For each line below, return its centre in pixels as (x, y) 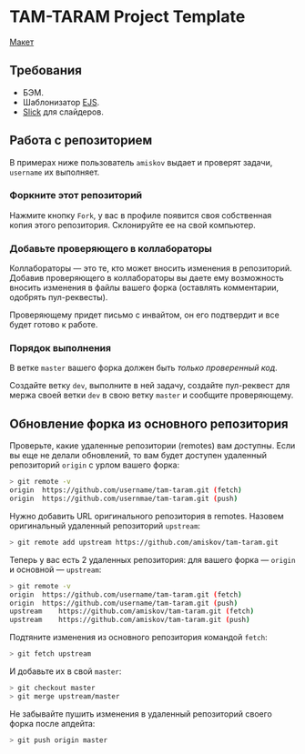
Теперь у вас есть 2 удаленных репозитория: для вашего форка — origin (152, 559)
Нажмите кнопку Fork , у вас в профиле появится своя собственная (141, 215)
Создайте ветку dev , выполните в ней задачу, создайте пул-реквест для (150, 386)
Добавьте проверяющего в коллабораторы (111, 248)
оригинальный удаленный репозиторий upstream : (105, 526)
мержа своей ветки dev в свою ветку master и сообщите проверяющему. (152, 395)
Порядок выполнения (61, 348)
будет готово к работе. (54, 325)
